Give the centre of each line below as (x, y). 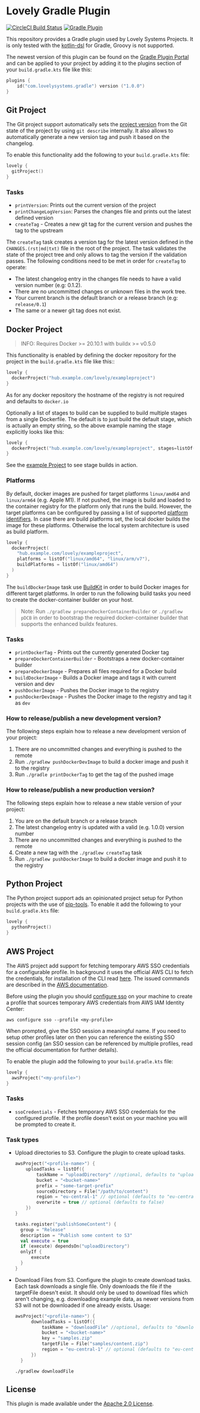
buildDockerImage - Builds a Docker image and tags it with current (96, 678)
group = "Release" (43, 1230)
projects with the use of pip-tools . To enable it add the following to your (94, 904)
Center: (15, 1009)
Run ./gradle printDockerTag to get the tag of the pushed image (94, 774)
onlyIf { (31, 1252)
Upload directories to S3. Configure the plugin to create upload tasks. (100, 1153)
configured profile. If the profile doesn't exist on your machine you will (101, 1118)
